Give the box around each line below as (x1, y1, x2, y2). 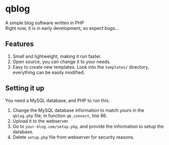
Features (5, 40, 34, 49)
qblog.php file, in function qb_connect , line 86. (12, 112, 107, 119)
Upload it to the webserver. (12, 118, 69, 124)
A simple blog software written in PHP (5, 20, 85, 26)
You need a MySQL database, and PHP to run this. (5, 97, 110, 104)
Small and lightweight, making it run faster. (12, 53, 102, 59)
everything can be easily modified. (12, 69, 85, 75)
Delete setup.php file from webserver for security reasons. (12, 134, 135, 140)
